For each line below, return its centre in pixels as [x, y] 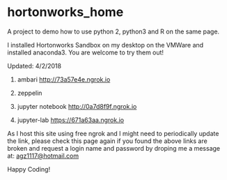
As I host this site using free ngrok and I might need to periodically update [113, 133]
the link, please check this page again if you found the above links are [107, 141]
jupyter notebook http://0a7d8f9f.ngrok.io [77, 106]
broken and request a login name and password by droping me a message [114, 148]
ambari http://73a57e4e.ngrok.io [64, 79]
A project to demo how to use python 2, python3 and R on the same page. [113, 31]
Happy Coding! [29, 169]
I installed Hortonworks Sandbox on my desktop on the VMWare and [105, 45]
